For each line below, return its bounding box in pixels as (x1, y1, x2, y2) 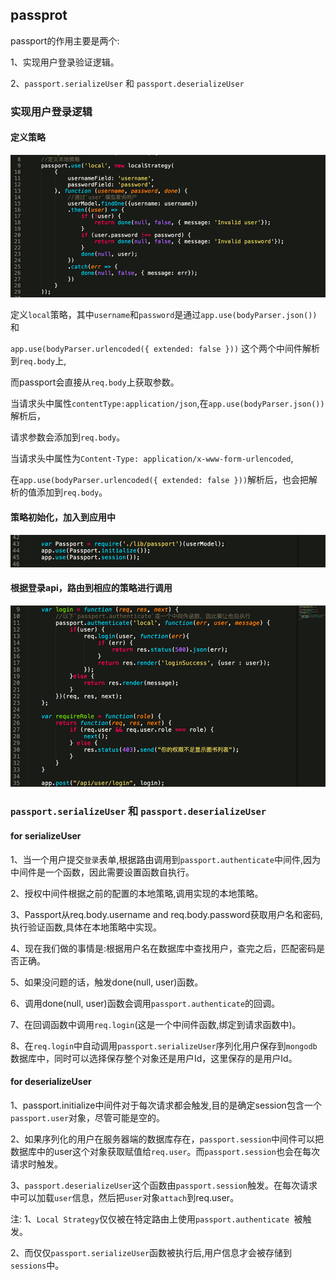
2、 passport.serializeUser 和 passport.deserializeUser (10, 77, 245, 89)
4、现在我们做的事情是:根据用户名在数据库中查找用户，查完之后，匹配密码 (10, 942, 317, 954)
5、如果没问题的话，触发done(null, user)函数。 (10, 976, 204, 988)
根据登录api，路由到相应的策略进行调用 (10, 582, 173, 594)
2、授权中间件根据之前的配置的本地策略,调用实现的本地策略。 (10, 887, 264, 899)
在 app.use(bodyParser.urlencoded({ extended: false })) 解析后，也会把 (10, 474, 310, 486)
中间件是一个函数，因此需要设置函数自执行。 (10, 866, 195, 878)
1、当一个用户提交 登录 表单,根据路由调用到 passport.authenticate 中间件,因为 (10, 853, 321, 865)
